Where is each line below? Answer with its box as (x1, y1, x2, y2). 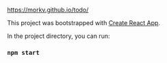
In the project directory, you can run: (7, 32, 110, 40)
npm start (7, 49, 40, 56)
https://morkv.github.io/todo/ (7, 6, 89, 14)
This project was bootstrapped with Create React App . (7, 19, 161, 26)
